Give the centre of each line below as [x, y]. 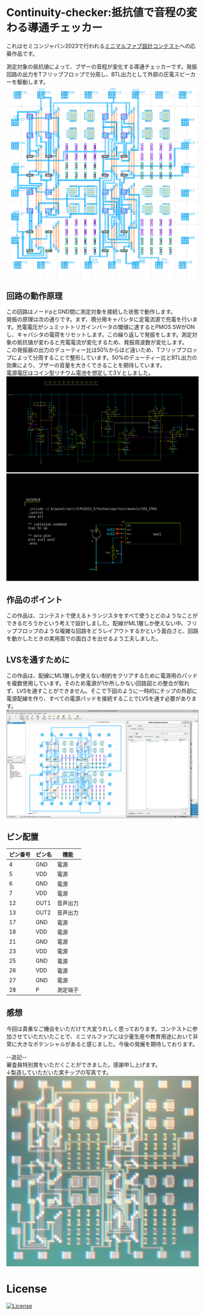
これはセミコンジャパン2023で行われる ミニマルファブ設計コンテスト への [98, 46]
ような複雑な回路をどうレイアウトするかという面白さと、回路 [121, 631]
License [27, 1289]
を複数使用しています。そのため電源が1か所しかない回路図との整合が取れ [98, 683]
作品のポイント [34, 600]
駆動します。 [33, 82]
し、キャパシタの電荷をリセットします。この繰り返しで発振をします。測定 [99, 335]
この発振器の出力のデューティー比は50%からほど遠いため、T [83, 350]
